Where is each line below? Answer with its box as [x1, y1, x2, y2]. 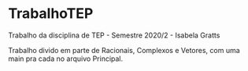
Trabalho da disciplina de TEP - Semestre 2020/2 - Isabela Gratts [8, 30, 220, 40]
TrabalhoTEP [8, 5, 94, 23]
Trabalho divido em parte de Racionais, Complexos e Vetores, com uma [8, 45, 240, 55]
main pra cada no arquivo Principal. [8, 54, 124, 63]
